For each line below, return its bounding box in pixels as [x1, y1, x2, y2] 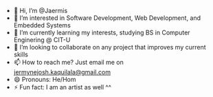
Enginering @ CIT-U [13, 36, 71, 44]
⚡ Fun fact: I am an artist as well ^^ [13, 83, 112, 91]
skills [13, 50, 29, 58]
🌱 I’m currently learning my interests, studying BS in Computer [13, 28, 190, 36]
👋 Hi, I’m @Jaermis [13, 7, 68, 14]
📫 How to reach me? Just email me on [13, 58, 124, 66]
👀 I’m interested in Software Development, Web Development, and [13, 14, 201, 22]
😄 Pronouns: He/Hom [13, 76, 76, 83]
